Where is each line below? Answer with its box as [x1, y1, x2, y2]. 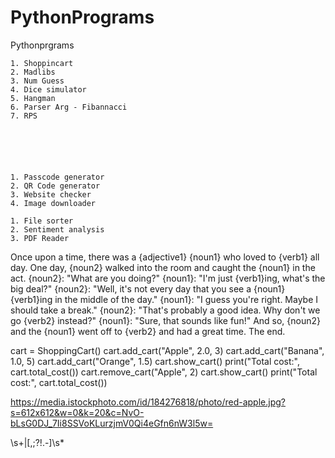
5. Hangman [10, 93, 56, 103]
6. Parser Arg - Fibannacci [10, 102, 128, 112]
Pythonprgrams [10, 39, 75, 51]
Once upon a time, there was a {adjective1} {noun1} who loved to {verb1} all [10, 251, 320, 263]
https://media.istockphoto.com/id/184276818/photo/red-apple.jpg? [10, 396, 286, 408]
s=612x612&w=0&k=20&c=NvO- [10, 406, 145, 418]
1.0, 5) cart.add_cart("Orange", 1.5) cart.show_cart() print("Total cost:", [10, 355, 301, 367]
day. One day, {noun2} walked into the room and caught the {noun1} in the [10, 261, 316, 273]
